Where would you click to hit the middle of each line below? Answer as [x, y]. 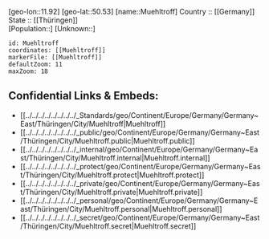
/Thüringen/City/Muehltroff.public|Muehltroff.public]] [107, 140]
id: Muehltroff [34, 43]
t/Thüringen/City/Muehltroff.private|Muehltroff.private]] [111, 192]
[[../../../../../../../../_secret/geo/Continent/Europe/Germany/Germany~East [140, 217]
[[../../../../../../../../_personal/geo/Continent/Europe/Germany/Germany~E [139, 201]
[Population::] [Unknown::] [52, 28]
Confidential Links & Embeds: [84, 96]
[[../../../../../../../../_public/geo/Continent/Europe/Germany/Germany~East [139, 132]
